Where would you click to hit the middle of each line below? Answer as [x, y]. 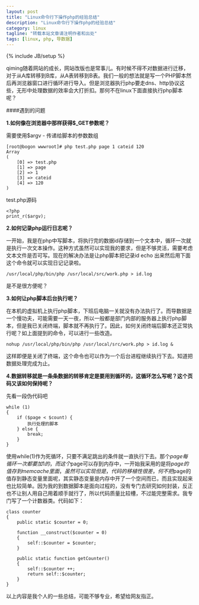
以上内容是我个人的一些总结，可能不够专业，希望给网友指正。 [81, 596]
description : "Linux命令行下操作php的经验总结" [61, 22]
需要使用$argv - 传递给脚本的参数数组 [52, 136]
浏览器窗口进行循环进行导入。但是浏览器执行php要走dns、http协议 [98, 83]
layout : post [22, 12]
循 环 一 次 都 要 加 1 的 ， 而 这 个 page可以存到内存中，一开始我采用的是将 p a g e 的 [97, 464]
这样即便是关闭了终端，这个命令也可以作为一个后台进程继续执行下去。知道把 [99, 356]
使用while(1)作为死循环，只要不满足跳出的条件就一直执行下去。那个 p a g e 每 [97, 456]
